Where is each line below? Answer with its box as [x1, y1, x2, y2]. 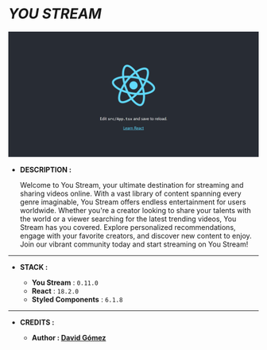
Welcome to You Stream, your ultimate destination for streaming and [19, 180, 244, 189]
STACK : [19, 262, 48, 271]
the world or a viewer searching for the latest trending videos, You [19, 214, 237, 224]
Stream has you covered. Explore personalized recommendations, [19, 222, 236, 231]
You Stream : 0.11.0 [31, 278, 99, 287]
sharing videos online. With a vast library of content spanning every [19, 189, 242, 198]
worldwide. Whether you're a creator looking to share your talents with [19, 205, 252, 215]
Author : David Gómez [31, 332, 106, 342]
